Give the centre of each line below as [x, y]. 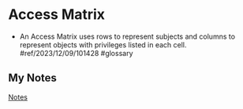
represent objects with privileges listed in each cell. [103, 44]
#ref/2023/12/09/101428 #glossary [76, 53]
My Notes [33, 78]
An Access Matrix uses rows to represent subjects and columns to [127, 36]
